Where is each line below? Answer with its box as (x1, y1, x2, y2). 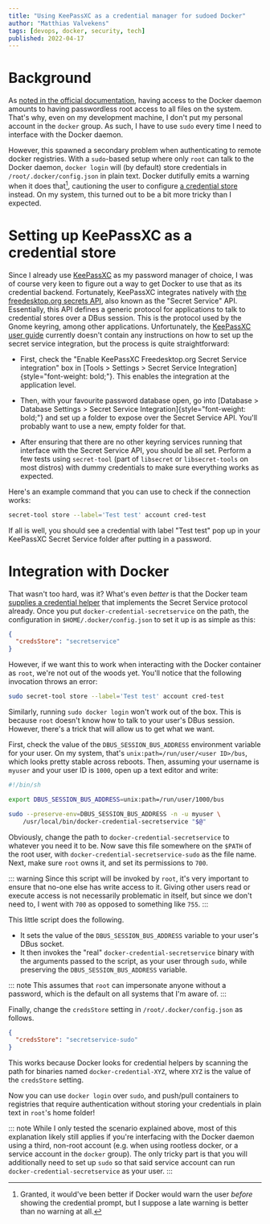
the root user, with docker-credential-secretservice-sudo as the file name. (8, 849, 257, 859)
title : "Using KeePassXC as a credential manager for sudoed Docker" (8, 11, 247, 20)
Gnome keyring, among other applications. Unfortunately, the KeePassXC (8, 322, 252, 331)
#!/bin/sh (8, 781, 42, 790)
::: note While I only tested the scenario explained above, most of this (8, 1123, 237, 1133)
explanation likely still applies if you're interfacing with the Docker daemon (8, 1132, 255, 1142)
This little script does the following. (8, 915, 125, 924)
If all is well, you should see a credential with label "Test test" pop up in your (8, 525, 261, 535)
